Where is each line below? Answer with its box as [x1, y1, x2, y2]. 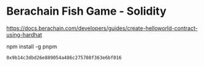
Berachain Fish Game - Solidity [6, 4, 167, 18]
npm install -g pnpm [6, 43, 57, 50]
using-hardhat [6, 31, 42, 38]
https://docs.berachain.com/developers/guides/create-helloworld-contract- [6, 24, 198, 32]
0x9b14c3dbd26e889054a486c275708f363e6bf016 [6, 54, 122, 61]
